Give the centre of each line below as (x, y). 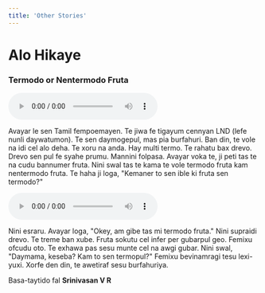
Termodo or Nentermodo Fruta (68, 80)
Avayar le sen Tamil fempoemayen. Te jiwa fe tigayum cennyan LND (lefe (128, 131)
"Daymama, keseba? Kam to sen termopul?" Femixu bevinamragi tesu (123, 256)
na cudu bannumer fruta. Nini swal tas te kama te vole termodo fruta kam (128, 165)
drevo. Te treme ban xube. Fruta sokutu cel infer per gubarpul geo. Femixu (131, 240)
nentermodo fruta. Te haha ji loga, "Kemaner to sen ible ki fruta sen (119, 174)
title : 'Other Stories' (48, 16)
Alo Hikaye (45, 55)
